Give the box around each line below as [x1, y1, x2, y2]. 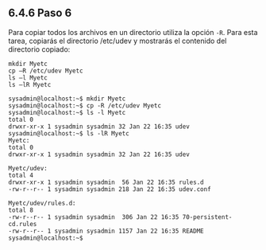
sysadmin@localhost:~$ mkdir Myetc [8, 95, 126, 103]
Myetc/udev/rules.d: [8, 199, 77, 207]
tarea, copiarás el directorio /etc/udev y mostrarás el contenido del [8, 36, 227, 45]
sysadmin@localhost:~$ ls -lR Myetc [8, 129, 129, 138]
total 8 [8, 206, 34, 214]
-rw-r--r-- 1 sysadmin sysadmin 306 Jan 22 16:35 [8, 213, 179, 221]
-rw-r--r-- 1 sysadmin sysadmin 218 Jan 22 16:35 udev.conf [8, 185, 212, 193]
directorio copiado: [8, 44, 71, 54]
